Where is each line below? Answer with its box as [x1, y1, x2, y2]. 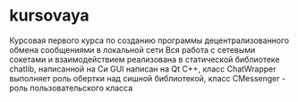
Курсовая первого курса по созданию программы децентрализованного [9, 35, 290, 46]
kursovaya [9, 5, 89, 26]
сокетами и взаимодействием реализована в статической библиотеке [9, 54, 280, 64]
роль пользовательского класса [9, 82, 133, 93]
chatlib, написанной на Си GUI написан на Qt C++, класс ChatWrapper [9, 64, 277, 74]
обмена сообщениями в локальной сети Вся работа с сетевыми [9, 44, 256, 55]
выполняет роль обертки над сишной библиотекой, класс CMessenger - [9, 72, 286, 83]
